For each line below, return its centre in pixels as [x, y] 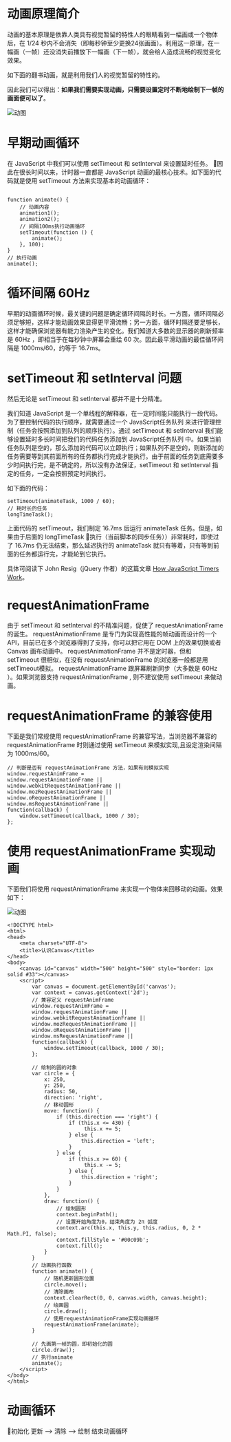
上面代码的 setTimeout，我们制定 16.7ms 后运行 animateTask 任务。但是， [112, 528]
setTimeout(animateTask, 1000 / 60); [61, 501]
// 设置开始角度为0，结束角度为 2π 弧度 [107, 1222]
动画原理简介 [44, 14]
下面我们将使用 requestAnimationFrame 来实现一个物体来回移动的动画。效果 [115, 889]
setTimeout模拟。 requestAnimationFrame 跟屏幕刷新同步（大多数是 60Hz [112, 668]
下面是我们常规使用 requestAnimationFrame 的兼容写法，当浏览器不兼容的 [112, 736]
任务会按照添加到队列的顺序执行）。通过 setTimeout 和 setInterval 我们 [118, 430]
